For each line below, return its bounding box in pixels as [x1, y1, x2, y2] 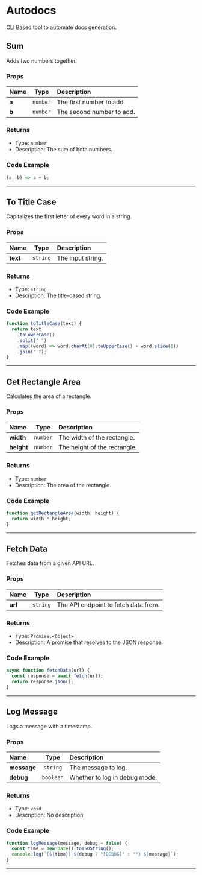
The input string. [57, 254, 103, 262]
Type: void [14, 805, 42, 812]
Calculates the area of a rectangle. [6, 393, 92, 400]
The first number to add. [57, 98, 126, 106]
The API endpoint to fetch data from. [57, 601, 160, 609]
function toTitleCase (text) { [6, 321, 82, 327]
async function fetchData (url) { [6, 668, 90, 674]
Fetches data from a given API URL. [6, 560, 94, 567]
